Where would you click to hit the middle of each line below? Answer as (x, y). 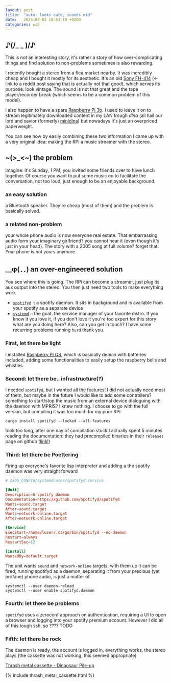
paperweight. (19, 127)
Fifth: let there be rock (33, 639)
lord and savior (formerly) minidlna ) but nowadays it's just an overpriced (81, 121)
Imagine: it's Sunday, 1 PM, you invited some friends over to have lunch (80, 170)
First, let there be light (33, 343)
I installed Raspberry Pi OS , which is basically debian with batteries (76, 354)
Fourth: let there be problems (42, 604)
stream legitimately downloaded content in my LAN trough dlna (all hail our (84, 115)
